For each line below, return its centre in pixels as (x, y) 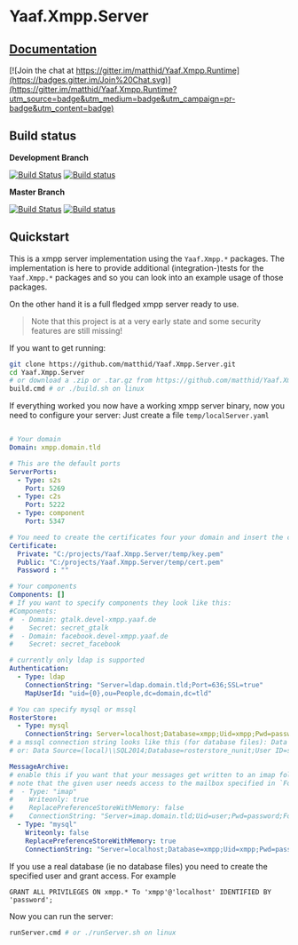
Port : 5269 (45, 488)
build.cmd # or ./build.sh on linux (77, 389)
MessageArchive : (39, 766)
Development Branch (49, 157)
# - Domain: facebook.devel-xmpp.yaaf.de (89, 636)
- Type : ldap (41, 677)
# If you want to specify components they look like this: (121, 603)
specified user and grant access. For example (93, 876)
